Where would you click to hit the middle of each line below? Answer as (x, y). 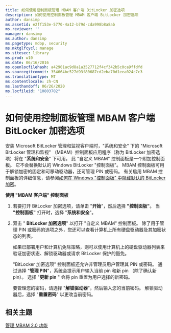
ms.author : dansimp (26, 39)
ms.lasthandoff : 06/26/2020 (35, 86)
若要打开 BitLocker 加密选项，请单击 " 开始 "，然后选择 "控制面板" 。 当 (86, 206)
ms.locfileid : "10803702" (33, 91)
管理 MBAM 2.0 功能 (27, 325)
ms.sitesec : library (27, 53)
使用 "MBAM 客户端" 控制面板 (37, 195)
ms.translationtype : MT (31, 77)
